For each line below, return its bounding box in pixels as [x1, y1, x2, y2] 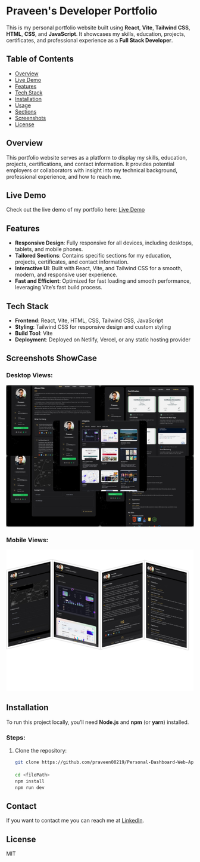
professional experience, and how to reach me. [6, 173, 122, 180]
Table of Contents [6, 54, 74, 64]
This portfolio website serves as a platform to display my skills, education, [6, 154, 187, 161]
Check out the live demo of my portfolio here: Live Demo [6, 206, 145, 213]
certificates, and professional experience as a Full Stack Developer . [6, 36, 173, 44]
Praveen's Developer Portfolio [6, 4, 158, 18]
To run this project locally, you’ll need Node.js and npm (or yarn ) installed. [6, 719, 189, 726]
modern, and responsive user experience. [14, 271, 118, 279]
